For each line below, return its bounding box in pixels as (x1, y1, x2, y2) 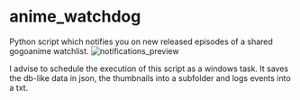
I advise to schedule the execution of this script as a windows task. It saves (9, 63, 289, 74)
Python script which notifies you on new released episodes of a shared (9, 36, 273, 47)
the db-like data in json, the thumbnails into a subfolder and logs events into (9, 72, 291, 83)
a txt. (9, 82, 29, 93)
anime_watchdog (9, 6, 141, 27)
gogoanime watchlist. (9, 45, 89, 56)
